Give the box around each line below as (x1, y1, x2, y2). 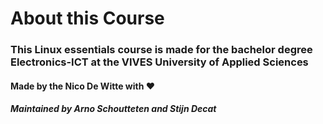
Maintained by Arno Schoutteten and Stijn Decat (10, 103, 217, 115)
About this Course (10, 7, 165, 30)
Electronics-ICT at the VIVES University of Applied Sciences (10, 55, 309, 69)
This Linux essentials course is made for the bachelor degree (10, 43, 313, 57)
